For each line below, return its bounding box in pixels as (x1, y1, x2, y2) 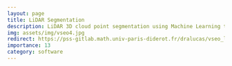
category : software (7, 49, 64, 56)
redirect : (7, 36, 36, 43)
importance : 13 (7, 42, 51, 49)
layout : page (7, 10, 45, 17)
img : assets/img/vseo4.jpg (7, 29, 85, 36)
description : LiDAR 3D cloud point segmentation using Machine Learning (7, 23, 221, 30)
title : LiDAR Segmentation (7, 16, 85, 23)
